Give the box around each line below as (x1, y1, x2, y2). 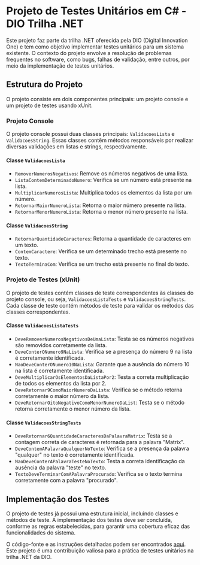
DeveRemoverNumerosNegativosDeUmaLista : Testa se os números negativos (14, 335, 195, 342)
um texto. (14, 241, 39, 249)
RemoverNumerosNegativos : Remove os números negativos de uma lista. (14, 170, 189, 177)
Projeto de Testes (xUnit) (6, 275, 80, 284)
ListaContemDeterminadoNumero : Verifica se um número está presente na (14, 177, 192, 184)
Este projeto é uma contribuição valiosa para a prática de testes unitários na (6, 546, 194, 554)
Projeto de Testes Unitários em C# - (6, 4, 187, 18)
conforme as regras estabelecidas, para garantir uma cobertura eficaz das (6, 523, 190, 530)
